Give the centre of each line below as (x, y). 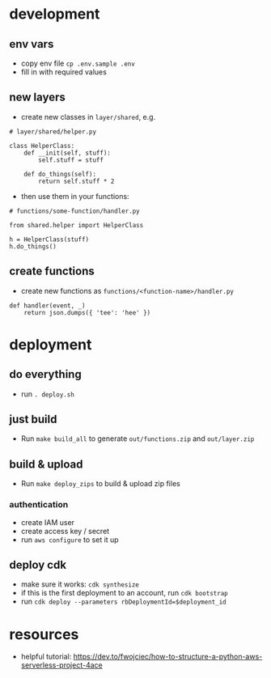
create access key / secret (65, 531)
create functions (52, 271)
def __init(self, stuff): (68, 153)
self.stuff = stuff (71, 160)
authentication (39, 505)
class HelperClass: (42, 146)
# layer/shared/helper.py (53, 131)
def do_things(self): (60, 174)
